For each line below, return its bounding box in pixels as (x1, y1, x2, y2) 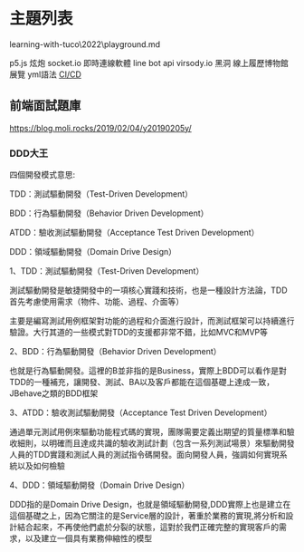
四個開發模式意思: (9, 169, 76, 180)
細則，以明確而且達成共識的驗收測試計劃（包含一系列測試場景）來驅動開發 (16, 438, 295, 449)
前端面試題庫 (9, 98, 81, 113)
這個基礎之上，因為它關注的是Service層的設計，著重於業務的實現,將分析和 (9, 510, 287, 521)
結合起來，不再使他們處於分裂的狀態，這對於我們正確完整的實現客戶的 (16, 522, 279, 533)
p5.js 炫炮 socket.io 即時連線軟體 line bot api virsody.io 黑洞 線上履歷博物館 (9, 57, 290, 68)
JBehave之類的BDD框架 (9, 388, 99, 399)
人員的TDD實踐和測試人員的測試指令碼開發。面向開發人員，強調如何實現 (9, 450, 280, 460)
